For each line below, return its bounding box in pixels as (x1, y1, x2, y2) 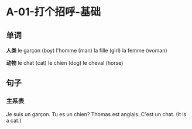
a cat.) (6, 117, 22, 124)
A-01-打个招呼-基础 (6, 5, 101, 19)
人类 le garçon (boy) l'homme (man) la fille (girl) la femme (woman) (6, 47, 168, 54)
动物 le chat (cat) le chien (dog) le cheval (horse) (6, 60, 124, 66)
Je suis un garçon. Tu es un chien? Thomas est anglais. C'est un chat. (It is (6, 110, 187, 117)
